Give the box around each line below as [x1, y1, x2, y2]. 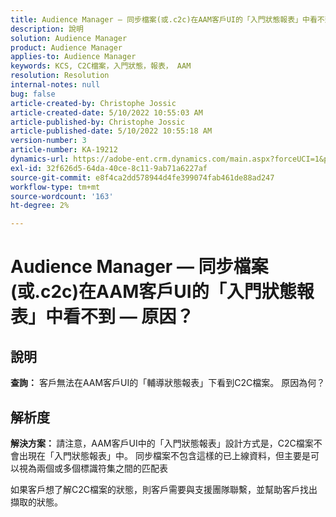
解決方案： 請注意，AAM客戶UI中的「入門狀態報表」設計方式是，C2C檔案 [10, 437, 314, 449]
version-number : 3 [10, 136, 87, 146]
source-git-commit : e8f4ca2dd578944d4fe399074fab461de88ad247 [10, 172, 275, 183]
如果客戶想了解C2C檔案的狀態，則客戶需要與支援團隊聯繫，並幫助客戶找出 [10, 483, 318, 495]
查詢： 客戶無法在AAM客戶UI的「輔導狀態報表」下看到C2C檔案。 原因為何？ [10, 377, 326, 389]
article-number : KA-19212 [10, 145, 118, 155]
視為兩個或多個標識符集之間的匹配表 [18, 462, 168, 474]
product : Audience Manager [10, 42, 123, 53]
